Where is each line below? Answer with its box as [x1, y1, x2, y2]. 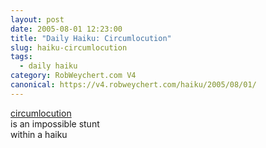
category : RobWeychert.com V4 [10, 71, 137, 81]
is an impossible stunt [10, 117, 100, 130]
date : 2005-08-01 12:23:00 [10, 24, 123, 34]
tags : [10, 52, 33, 62]
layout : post [10, 14, 65, 25]
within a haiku [10, 128, 68, 140]
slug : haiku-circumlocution [10, 42, 128, 53]
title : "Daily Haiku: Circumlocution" [10, 33, 172, 43]
